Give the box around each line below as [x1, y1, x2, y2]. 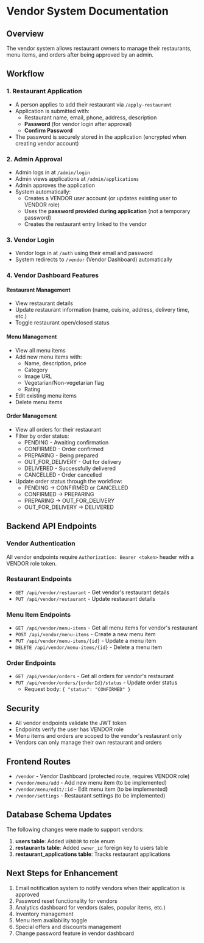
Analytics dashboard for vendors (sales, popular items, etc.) [15, 903, 166, 911]
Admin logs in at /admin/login [15, 169, 90, 176]
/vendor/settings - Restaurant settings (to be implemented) [15, 792, 166, 799]
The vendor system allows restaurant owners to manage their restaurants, [6, 44, 192, 52]
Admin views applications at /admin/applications [15, 175, 139, 182]
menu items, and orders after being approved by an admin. [6, 51, 154, 58]
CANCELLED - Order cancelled [24, 471, 102, 479]
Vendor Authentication [6, 539, 76, 548]
